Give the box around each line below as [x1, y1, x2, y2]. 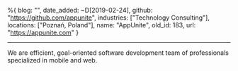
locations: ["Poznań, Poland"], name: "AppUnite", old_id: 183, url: [7, 21, 196, 29]
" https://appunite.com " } [7, 28, 79, 37]
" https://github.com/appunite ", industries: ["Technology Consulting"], [7, 13, 210, 22]
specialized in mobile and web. [7, 56, 98, 64]
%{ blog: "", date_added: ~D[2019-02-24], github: [7, 6, 153, 14]
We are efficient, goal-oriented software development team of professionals [7, 49, 229, 57]
